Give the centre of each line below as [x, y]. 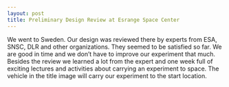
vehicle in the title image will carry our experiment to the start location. [107, 75]
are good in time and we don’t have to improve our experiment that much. [111, 54]
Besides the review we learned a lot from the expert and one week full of [110, 61]
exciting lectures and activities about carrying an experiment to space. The [113, 69]
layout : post [26, 13]
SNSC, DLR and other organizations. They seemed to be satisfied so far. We [115, 47]
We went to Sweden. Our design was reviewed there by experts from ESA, [112, 39]
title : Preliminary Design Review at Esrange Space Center [94, 20]
